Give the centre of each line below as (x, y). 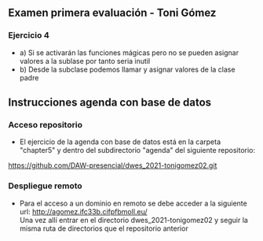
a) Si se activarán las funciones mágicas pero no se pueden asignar (129, 52)
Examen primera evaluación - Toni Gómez (112, 13)
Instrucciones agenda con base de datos (110, 103)
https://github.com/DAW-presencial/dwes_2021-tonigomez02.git (113, 165)
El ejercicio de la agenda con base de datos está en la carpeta (120, 142)
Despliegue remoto (45, 186)
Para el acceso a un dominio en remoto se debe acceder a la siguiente (133, 203)
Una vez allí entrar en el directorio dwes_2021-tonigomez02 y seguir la (134, 220)
